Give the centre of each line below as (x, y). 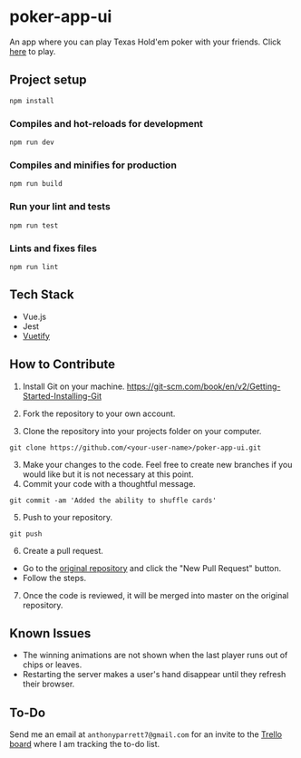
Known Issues (50, 633)
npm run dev (32, 142)
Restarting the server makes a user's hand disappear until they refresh (154, 675)
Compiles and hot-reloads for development (107, 123)
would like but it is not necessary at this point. (108, 474)
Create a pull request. (63, 550)
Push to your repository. (68, 517)
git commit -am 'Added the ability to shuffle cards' (113, 500)
